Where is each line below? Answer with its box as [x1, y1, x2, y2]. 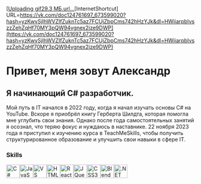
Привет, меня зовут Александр [6, 64, 170, 78]
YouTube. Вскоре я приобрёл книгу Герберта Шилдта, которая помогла [6, 110, 188, 117]
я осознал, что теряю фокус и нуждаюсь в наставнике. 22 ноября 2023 [6, 123, 190, 130]
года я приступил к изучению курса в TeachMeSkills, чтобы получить [6, 129, 184, 137]
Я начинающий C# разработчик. [6, 88, 134, 98]
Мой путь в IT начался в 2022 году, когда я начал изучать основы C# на [6, 104, 191, 111]
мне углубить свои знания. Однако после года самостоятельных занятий [6, 117, 194, 123]
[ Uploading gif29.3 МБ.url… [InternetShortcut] [6, 5, 118, 12]
